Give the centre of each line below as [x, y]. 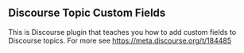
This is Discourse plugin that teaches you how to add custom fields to [122, 32]
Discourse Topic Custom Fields [87, 13]
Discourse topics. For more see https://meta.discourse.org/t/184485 [120, 40]
